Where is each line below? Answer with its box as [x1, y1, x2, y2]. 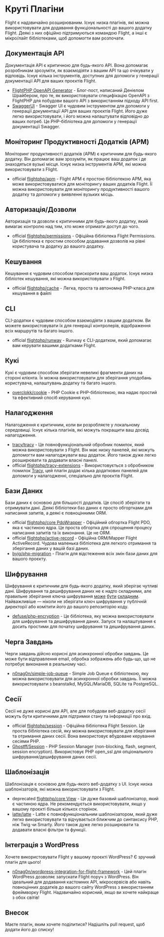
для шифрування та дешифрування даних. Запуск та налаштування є [12, 619, 156, 625]
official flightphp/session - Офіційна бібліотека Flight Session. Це [12, 723, 145, 729]
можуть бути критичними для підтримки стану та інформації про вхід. [5, 713, 152, 719]
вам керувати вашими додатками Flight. [12, 343, 97, 348]
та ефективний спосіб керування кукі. [12, 395, 91, 400]
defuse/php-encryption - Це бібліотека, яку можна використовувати [12, 613, 154, 619]
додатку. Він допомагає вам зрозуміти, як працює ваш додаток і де [5, 156, 146, 162]
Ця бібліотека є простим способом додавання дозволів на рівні [12, 238, 145, 244]
